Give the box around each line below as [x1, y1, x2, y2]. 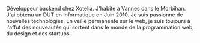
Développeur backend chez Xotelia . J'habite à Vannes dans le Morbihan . [6, 5, 186, 12]
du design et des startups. [6, 30, 71, 37]
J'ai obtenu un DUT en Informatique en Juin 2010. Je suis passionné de [6, 11, 183, 18]
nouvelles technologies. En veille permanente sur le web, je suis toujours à [6, 18, 190, 24]
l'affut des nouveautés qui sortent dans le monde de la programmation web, [6, 24, 194, 31]
